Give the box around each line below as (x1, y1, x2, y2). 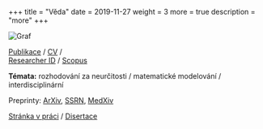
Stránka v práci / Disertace (8, 111, 98, 121)
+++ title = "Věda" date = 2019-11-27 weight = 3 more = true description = (8, 7, 257, 16)
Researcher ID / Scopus (8, 56, 87, 65)
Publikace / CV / (8, 47, 63, 56)
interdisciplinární (8, 80, 64, 89)
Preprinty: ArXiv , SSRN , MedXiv (8, 96, 114, 105)
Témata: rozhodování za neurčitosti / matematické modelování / (8, 71, 222, 80)
